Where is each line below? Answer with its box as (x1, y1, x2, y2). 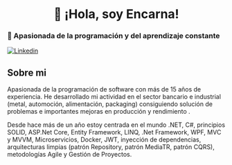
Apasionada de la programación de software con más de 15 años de (7, 85, 202, 94)
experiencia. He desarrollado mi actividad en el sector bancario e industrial (7, 93, 222, 101)
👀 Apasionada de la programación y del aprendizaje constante (7, 31, 220, 41)
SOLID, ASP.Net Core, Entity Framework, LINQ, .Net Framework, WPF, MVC (7, 128, 222, 137)
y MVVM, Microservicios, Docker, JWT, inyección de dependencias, (7, 135, 202, 144)
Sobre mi (7, 67, 47, 78)
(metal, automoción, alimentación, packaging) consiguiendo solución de (7, 100, 213, 108)
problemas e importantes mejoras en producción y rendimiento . (7, 107, 190, 116)
